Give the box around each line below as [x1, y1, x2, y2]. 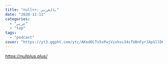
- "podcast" [9, 35, 35, 40]
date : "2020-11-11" [5, 12, 46, 17]
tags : [5, 30, 16, 35]
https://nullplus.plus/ [5, 53, 48, 59]
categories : [5, 16, 30, 21]
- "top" [9, 26, 26, 31]
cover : [5, 40, 19, 45]
